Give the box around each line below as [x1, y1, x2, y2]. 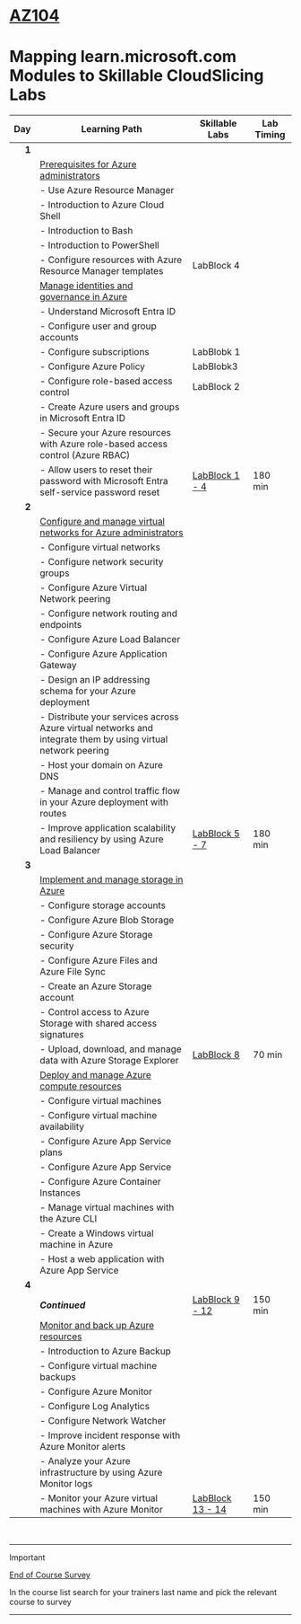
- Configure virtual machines [39, 1095, 162, 1108]
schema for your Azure [39, 684, 136, 697]
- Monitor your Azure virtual [39, 1492, 159, 1505]
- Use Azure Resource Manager [39, 184, 175, 197]
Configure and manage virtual [39, 516, 166, 528]
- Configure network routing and [39, 607, 177, 620]
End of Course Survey [9, 1569, 91, 1581]
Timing [254, 128, 286, 141]
